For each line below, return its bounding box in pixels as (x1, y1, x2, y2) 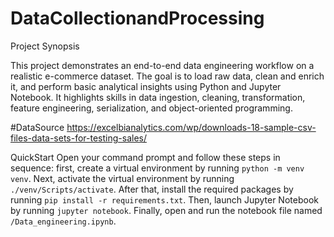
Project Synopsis (10, 40, 80, 52)
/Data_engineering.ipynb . (10, 215, 117, 227)
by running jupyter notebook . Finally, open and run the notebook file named (10, 204, 323, 216)
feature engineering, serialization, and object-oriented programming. (10, 102, 293, 114)
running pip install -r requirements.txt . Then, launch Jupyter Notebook (10, 193, 319, 206)
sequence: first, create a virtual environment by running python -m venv (10, 162, 305, 174)
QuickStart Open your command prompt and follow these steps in (10, 151, 281, 163)
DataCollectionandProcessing (10, 7, 265, 30)
